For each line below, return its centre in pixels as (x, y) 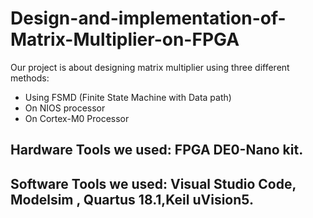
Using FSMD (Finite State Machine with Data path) (128, 97)
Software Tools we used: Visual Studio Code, (153, 183)
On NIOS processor (65, 108)
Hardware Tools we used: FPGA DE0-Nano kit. (157, 150)
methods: (30, 78)
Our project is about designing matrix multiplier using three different (150, 67)
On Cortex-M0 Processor (77, 118)
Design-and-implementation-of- (148, 18)
